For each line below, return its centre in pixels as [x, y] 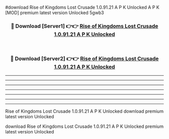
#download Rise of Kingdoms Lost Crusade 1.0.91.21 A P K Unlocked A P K [82, 7]
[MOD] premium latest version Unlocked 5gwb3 [55, 13]
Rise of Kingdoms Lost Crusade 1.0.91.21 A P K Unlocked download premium [84, 111]
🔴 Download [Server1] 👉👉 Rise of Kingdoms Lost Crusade [84, 26]
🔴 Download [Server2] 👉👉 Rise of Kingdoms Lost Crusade [84, 59]
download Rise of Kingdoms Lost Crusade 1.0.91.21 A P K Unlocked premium [84, 126]
